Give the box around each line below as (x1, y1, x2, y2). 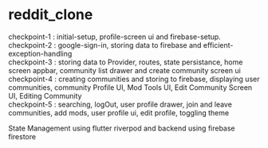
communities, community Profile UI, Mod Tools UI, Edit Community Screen (8, 82, 253, 92)
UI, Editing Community (8, 91, 82, 100)
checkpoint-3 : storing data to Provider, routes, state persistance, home (8, 57, 243, 67)
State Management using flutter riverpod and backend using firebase (8, 123, 235, 133)
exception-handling (8, 49, 73, 58)
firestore (8, 131, 37, 141)
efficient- (203, 40, 234, 49)
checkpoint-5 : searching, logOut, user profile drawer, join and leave (8, 99, 233, 109)
